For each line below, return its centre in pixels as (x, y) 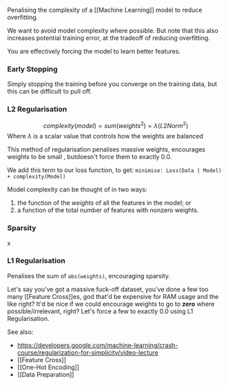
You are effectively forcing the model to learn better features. (94, 51)
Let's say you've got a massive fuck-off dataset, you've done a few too (108, 289)
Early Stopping (32, 69)
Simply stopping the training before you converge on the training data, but (112, 84)
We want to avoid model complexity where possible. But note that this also (113, 31)
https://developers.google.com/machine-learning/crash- (97, 345)
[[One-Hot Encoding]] (48, 367)
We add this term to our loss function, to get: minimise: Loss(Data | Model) (115, 170)
